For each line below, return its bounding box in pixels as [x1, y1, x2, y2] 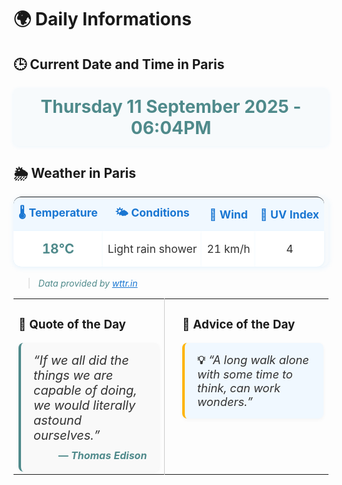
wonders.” [197, 394, 253, 410]
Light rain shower [107, 242, 198, 256]
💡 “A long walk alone [197, 352, 310, 368]
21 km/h [206, 242, 251, 256]
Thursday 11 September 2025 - [40, 95, 302, 118]
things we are [33, 367, 114, 384]
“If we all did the [33, 352, 130, 369]
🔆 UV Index [259, 207, 320, 221]
